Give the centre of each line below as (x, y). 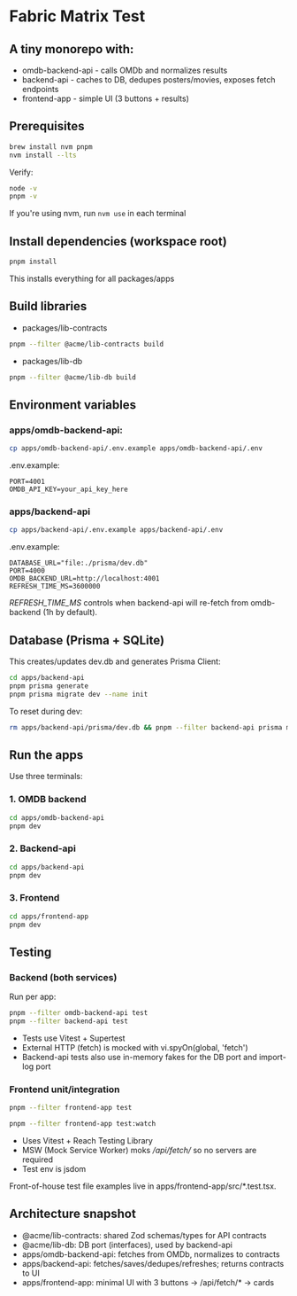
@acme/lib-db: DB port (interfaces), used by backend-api (127, 1245)
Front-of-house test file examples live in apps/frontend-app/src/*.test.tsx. (143, 1186)
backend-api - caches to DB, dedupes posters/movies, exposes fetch (148, 80)
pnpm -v (23, 197)
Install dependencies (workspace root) (118, 241)
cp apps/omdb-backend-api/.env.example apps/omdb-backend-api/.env (136, 449)
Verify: (21, 172)
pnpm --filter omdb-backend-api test (79, 1013)
